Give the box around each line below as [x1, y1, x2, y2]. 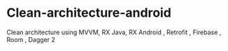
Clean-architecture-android [6, 5, 172, 21]
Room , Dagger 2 [6, 35, 55, 43]
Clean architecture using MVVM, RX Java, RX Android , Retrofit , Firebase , [6, 28, 222, 36]
